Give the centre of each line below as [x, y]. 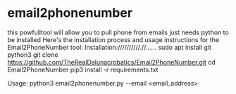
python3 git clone [33, 55]
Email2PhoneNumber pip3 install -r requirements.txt [83, 69]
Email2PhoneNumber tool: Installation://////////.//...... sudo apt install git [109, 47]
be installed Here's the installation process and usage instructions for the [113, 39]
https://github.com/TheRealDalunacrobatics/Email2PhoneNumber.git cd [112, 62]
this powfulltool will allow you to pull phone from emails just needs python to [118, 32]
